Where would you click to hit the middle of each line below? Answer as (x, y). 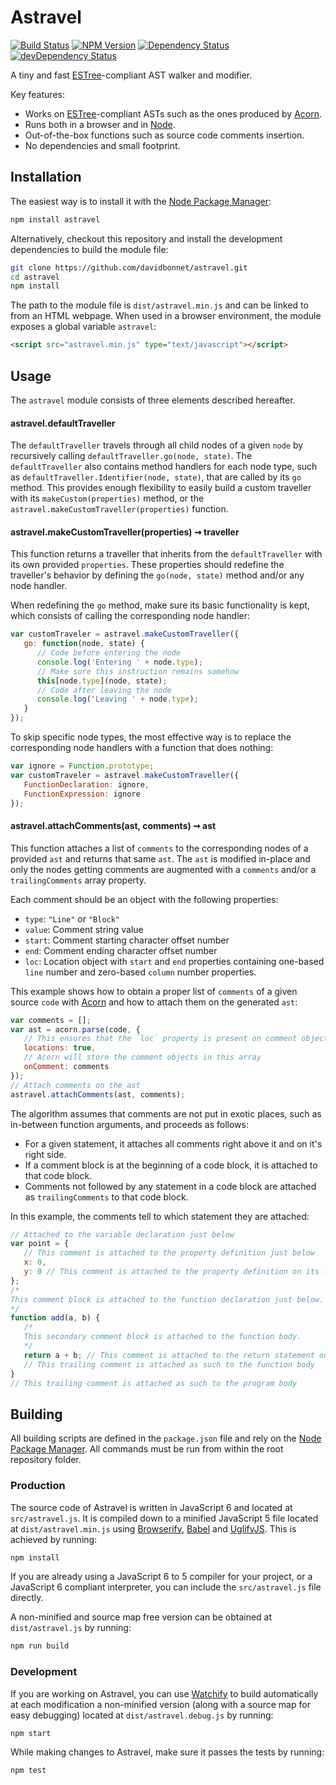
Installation (46, 177)
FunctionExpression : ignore (82, 794)
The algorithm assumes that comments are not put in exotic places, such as (166, 1113)
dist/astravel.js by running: (71, 1628)
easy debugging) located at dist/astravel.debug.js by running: (142, 1715)
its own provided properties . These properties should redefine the (147, 565)
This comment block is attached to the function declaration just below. (167, 1299)
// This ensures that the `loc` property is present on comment (160, 1039)
